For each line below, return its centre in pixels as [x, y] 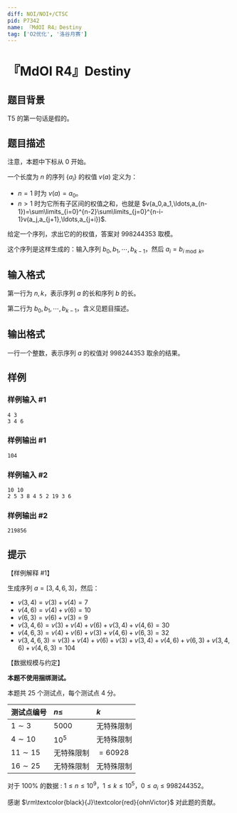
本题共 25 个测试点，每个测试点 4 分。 [63, 693]
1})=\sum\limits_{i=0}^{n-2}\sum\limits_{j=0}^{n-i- [90, 211]
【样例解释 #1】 [30, 573]
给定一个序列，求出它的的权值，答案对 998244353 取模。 [92, 233]
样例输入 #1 [27, 400]
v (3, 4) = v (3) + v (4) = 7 [53, 602]
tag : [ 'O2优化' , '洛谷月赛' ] [47, 34]
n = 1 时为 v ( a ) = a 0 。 [50, 194]
